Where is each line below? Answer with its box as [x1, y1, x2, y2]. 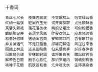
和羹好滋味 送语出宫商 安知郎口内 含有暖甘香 [5, 36, 93, 41]
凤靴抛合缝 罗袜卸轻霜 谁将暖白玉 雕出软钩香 [5, 52, 93, 57]
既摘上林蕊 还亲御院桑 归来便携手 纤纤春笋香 [5, 47, 93, 52]
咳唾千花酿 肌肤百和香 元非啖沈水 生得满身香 [5, 63, 93, 68]
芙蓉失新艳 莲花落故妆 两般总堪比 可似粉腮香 [5, 26, 93, 31]
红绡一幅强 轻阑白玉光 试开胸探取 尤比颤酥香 [5, 20, 93, 25]
